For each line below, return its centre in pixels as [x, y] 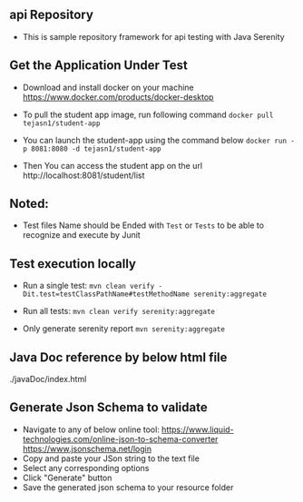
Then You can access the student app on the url [112, 165]
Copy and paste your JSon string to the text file [111, 458]
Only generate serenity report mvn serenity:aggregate [123, 329]
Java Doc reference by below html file [118, 357]
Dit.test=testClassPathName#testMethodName [106, 294]
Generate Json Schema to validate [108, 408]
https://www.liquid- [198, 429]
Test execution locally [73, 264]
